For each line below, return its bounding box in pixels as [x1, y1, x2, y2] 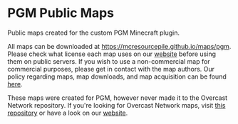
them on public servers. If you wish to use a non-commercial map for [7, 57, 210, 65]
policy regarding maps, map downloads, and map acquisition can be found [7, 72, 227, 81]
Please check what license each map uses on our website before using [7, 50, 216, 58]
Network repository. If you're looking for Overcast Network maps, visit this [7, 101, 226, 109]
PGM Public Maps [7, 5, 115, 21]
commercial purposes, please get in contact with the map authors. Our [7, 64, 215, 73]
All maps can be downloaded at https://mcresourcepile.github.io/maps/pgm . [7, 42, 232, 50]
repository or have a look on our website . [7, 108, 128, 117]
